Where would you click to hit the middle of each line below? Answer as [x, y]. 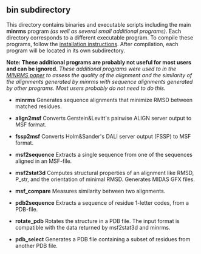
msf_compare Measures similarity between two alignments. [90, 191]
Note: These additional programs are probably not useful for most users [99, 62]
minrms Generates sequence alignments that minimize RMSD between [104, 100]
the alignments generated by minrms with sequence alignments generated [100, 81]
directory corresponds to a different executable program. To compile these [100, 37]
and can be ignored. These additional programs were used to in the [91, 69]
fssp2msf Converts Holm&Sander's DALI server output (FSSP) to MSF [103, 136]
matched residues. [38, 106]
